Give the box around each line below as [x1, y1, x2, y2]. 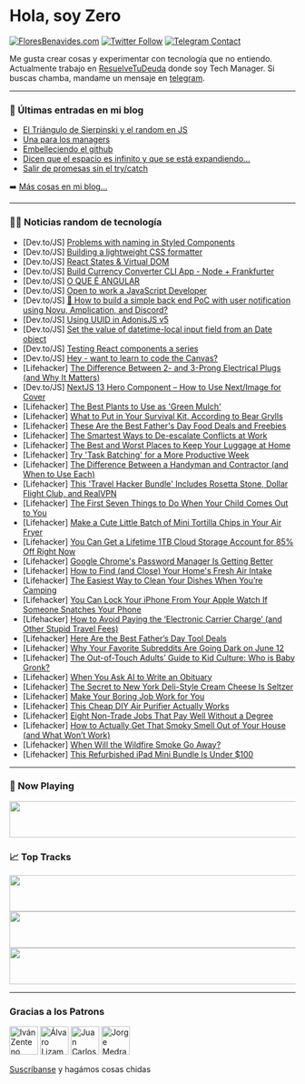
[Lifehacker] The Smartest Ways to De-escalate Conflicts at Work [22, 429, 268, 441]
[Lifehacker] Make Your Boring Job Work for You [22, 690, 205, 701]
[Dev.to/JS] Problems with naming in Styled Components [22, 236, 236, 247]
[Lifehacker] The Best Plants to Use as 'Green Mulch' [22, 401, 221, 412]
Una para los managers [22, 134, 111, 146]
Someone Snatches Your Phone [22, 604, 143, 615]
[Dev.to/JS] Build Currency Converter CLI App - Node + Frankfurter [22, 266, 275, 276]
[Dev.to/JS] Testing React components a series [22, 343, 199, 354]
